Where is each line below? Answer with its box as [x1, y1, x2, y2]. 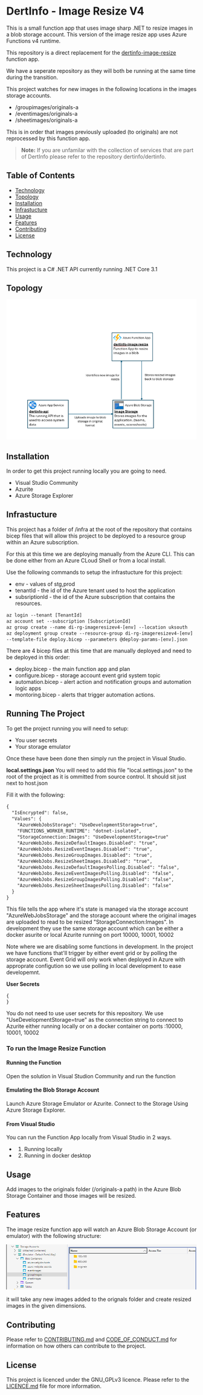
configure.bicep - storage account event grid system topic [14, 672, 161, 679]
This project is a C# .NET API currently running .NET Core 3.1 [6, 265, 158, 272]
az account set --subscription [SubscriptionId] [6, 618, 131, 624]
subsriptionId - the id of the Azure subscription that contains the [14, 593, 175, 600]
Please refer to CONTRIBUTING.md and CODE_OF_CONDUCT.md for [6, 1336, 177, 1343]
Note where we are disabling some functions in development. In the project [6, 942, 193, 950]
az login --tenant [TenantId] [6, 612, 83, 618]
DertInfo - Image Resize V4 [6, 4, 144, 18]
